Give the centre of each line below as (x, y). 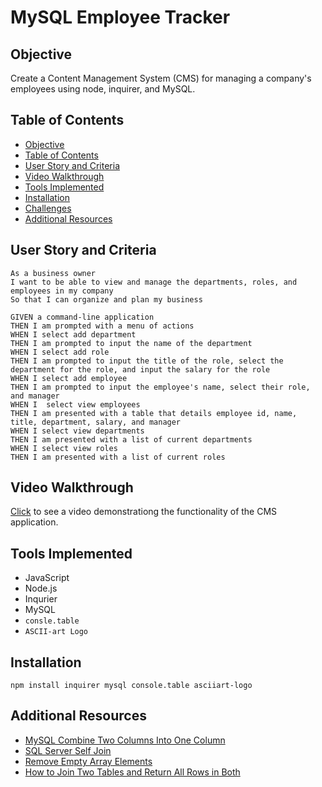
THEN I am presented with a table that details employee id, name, (154, 413)
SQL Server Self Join (68, 750)
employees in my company (62, 291)
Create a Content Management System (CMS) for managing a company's (161, 78)
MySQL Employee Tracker (120, 17)
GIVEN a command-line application (82, 317)
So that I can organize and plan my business (106, 299)
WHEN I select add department (73, 334)
